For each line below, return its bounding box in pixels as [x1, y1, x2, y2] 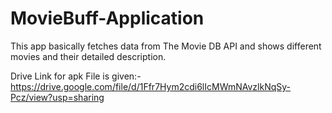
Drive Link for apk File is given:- [10, 70, 142, 82]
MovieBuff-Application [10, 7, 205, 30]
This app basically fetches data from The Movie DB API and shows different [10, 40, 322, 52]
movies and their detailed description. [10, 50, 167, 62]
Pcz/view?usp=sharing [10, 91, 105, 103]
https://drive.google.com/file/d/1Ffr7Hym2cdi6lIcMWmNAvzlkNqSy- [10, 80, 291, 92]
